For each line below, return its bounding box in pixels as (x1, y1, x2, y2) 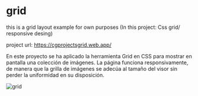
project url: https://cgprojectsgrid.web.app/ (6, 41, 112, 48)
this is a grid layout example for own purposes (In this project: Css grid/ (6, 24, 180, 31)
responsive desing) (6, 29, 53, 37)
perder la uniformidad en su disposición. (6, 71, 105, 78)
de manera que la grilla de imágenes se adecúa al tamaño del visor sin (6, 65, 178, 72)
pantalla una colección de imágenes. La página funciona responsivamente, (6, 59, 189, 66)
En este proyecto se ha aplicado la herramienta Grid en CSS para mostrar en (6, 52, 192, 59)
